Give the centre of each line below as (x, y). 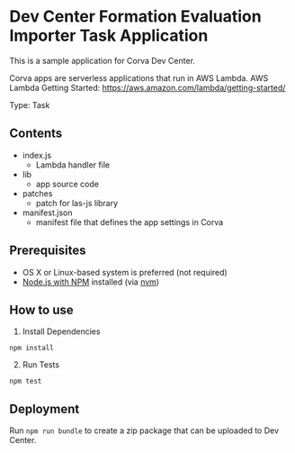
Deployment (45, 408)
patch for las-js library (77, 203)
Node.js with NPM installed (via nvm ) (91, 282)
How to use (41, 309)
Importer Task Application (109, 36)
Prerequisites (48, 251)
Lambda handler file (73, 165)
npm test (26, 381)
